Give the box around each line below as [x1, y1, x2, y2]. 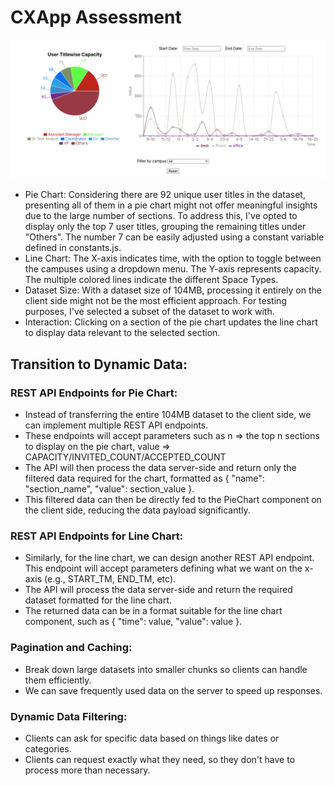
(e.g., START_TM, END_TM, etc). [44, 573, 177, 585]
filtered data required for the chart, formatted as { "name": [24, 472, 265, 485]
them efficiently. [24, 674, 92, 686]
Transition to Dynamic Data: [10, 356, 188, 373]
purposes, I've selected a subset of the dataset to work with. [24, 306, 275, 318]
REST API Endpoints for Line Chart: [10, 529, 184, 543]
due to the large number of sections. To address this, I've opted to [24, 210, 298, 222]
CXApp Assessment [10, 6, 182, 29]
